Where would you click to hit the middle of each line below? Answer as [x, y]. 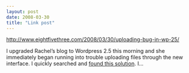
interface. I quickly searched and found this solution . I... [75, 64]
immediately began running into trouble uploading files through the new [95, 58]
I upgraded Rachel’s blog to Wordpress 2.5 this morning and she [85, 51]
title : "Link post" [31, 23]
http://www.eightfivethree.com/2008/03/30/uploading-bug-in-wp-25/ [93, 40]
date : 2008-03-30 [28, 17]
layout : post [22, 12]
